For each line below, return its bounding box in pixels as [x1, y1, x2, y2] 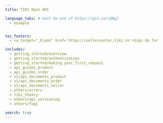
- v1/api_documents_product [9, 74, 67, 79]
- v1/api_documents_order [9, 79, 62, 83]
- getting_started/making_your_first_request [9, 61, 104, 65]
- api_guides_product [9, 65, 54, 70]
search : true [5, 110, 32, 115]
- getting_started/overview [9, 52, 67, 57]
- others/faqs [9, 101, 38, 106]
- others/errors [9, 88, 42, 93]
